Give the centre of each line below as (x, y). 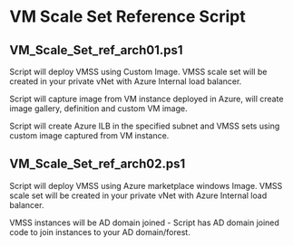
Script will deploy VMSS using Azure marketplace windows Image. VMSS (146, 185)
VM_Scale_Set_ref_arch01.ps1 (96, 50)
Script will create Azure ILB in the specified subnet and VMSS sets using (145, 126)
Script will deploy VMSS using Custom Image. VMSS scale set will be (138, 71)
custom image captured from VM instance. (89, 136)
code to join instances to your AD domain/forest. (100, 232)
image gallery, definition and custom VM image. (98, 109)
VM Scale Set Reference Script (128, 17)
